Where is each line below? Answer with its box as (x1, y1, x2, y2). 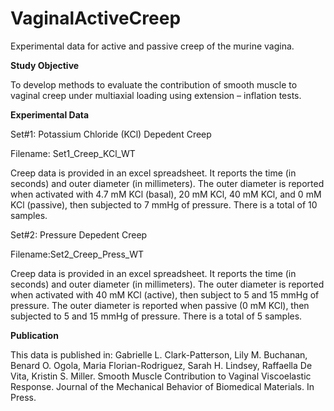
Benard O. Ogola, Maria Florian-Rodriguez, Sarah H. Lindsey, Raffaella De (10, 359, 313, 371)
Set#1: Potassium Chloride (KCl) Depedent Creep (10, 128, 212, 140)
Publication (10, 329, 59, 341)
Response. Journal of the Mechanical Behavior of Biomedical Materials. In (10, 380, 315, 392)
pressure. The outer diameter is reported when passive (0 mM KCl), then (10, 299, 310, 311)
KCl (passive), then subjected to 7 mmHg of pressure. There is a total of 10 (10, 198, 318, 211)
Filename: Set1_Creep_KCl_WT (10, 147, 136, 159)
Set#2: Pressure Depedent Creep (10, 228, 148, 241)
